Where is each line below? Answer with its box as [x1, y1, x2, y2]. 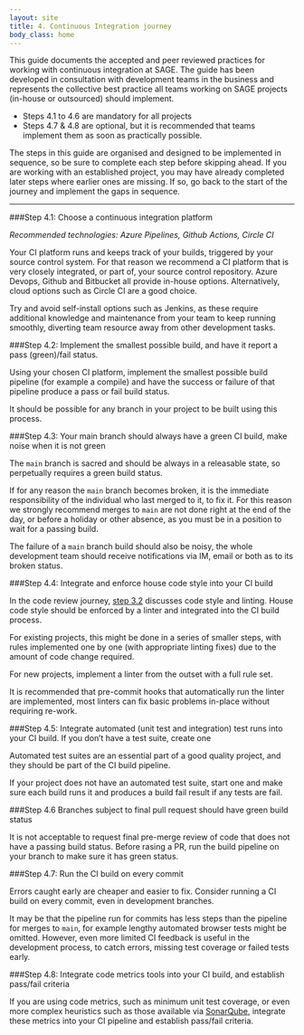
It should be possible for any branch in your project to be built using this [9, 404, 278, 414]
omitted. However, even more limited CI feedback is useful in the [9, 933, 251, 944]
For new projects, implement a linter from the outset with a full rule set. [9, 669, 273, 679]
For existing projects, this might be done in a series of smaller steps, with [9, 632, 282, 643]
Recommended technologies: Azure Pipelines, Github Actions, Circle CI [9, 230, 274, 241]
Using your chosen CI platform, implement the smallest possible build [9, 367, 269, 378]
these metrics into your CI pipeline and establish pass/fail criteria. [9, 1015, 254, 1027]
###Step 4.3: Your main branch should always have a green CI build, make [9, 431, 288, 442]
